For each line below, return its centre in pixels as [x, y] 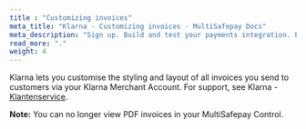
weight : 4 [28, 52]
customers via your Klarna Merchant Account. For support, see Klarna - [144, 87]
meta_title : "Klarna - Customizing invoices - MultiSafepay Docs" [138, 26]
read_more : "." [38, 43]
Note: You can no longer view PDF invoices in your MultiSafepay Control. [147, 114]
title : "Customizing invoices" [71, 18]
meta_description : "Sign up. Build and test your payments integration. [150, 35]
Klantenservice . [39, 97]
